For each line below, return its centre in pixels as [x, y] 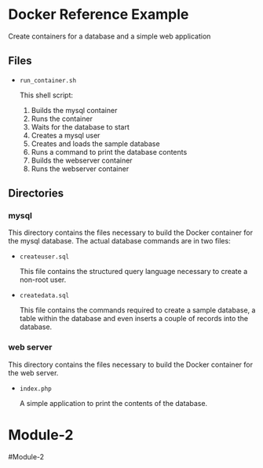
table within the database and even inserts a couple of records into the [134, 319]
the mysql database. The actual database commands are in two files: [119, 241]
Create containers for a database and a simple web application [110, 36]
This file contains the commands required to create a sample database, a [137, 310]
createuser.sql [44, 257]
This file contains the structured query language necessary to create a [133, 272]
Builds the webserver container [82, 160]
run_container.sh [48, 80]
